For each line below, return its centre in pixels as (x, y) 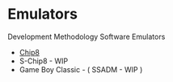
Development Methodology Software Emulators (86, 37)
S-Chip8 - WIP (44, 61)
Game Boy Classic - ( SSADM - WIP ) (81, 69)
